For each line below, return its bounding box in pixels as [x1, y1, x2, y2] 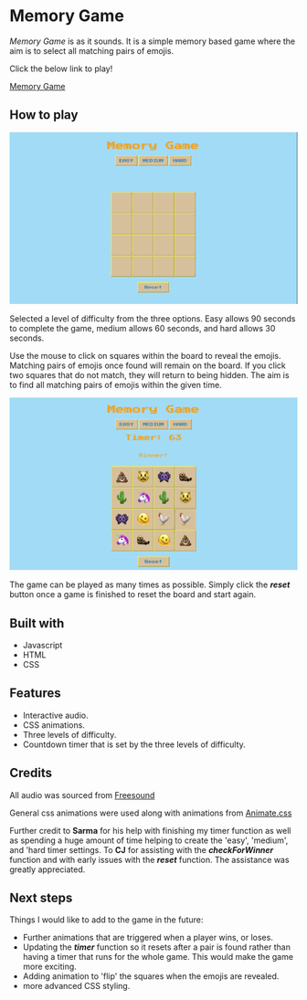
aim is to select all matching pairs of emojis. [9, 45, 175, 56]
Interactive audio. [22, 710, 89, 721]
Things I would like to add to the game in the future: [9, 914, 204, 925]
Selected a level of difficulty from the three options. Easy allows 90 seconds [9, 312, 296, 324]
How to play [9, 107, 79, 123]
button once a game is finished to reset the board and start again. [9, 589, 257, 600]
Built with [9, 616, 65, 631]
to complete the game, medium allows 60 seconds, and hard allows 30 [9, 322, 276, 333]
